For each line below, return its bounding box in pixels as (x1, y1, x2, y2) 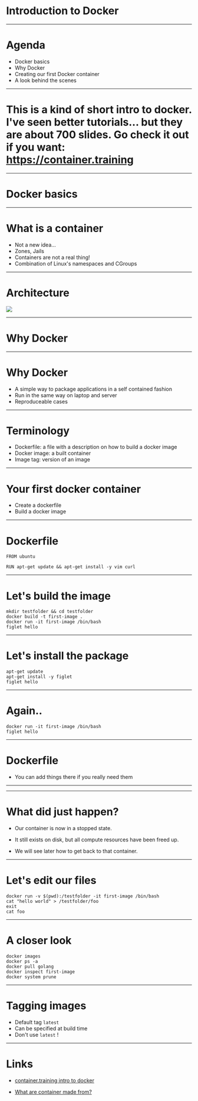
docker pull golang (6, 964, 54, 969)
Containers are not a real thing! (14, 254, 90, 261)
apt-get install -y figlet (6, 674, 72, 680)
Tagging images (6, 999, 87, 1012)
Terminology (6, 424, 70, 437)
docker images (6, 953, 41, 959)
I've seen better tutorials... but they (6, 116, 183, 129)
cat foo (6, 909, 25, 915)
